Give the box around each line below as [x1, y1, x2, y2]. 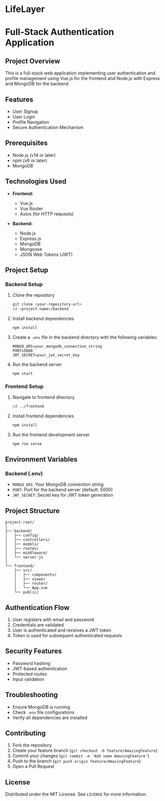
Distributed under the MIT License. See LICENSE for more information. [5, 791, 147, 798]
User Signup [12, 108, 38, 114]
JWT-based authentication [12, 666, 67, 672]
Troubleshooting [5, 691, 58, 699]
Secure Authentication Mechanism [12, 124, 84, 130]
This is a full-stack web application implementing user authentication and [5, 70, 156, 76]
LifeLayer [5, 3, 45, 15]
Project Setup [5, 266, 49, 274]
